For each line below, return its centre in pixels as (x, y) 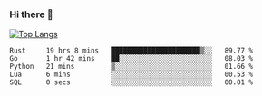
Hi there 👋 (32, 14)
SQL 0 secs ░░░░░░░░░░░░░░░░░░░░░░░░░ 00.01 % (131, 82)
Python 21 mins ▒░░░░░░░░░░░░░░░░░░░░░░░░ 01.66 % (131, 67)
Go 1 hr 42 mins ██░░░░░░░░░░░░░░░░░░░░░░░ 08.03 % (131, 59)
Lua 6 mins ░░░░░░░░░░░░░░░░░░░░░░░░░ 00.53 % (131, 75)
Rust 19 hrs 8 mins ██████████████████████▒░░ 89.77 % (131, 51)
